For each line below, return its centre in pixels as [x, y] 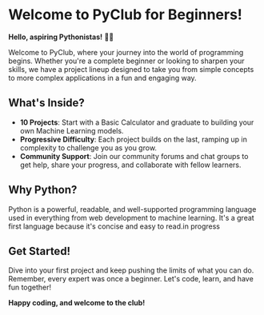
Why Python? [43, 190]
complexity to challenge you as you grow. [88, 148]
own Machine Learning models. [72, 130]
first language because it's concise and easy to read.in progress [114, 226]
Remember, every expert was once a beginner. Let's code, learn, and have [131, 279]
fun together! [30, 287]
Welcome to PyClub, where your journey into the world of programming [126, 52]
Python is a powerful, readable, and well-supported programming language [132, 209]
